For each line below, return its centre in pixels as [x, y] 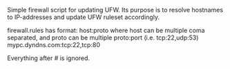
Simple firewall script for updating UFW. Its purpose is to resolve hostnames [115, 10]
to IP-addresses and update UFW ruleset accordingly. [84, 17]
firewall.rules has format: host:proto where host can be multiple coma [106, 30]
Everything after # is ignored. [49, 58]
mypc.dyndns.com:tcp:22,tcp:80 [54, 45]
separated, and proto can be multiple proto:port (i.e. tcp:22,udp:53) [103, 38]
